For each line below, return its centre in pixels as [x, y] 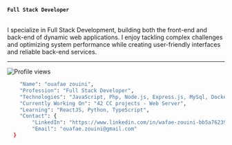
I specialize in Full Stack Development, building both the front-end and [107, 30]
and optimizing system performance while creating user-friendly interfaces [114, 44]
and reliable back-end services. [52, 52]
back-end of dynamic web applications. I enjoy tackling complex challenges [115, 37]
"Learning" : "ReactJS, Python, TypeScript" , [85, 110]
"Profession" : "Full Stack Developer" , [77, 90]
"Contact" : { [38, 116]
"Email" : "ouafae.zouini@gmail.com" [85, 129]
